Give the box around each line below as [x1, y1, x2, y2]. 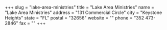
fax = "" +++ [19, 20, 46, 26]
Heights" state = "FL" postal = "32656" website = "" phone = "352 [5, 15, 145, 20]
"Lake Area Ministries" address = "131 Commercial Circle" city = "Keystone [5, 9, 162, 15]
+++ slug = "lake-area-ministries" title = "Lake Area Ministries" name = [5, 4, 154, 10]
